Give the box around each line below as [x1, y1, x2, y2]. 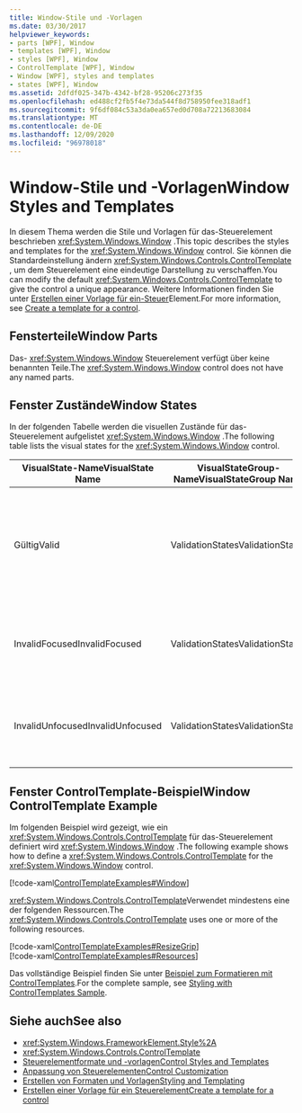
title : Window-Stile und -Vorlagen [9, 13, 143, 22]
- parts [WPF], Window [9, 38, 94, 48]
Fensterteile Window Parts [9, 329, 158, 344]
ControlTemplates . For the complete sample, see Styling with [9, 977, 233, 989]
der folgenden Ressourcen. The [9, 904, 124, 915]
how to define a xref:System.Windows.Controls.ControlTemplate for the [9, 850, 274, 861]
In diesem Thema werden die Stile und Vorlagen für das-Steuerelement [9, 226, 273, 236]
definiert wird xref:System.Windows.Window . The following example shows [9, 841, 289, 852]
